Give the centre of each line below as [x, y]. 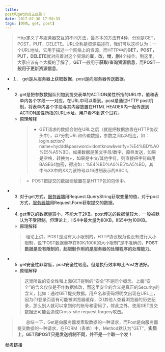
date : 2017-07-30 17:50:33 [33, 19]
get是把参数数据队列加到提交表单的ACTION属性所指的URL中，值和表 [89, 95]
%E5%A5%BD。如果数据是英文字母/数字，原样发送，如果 [97, 152]
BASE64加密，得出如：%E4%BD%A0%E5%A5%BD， [94, 164]
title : [12, 10]
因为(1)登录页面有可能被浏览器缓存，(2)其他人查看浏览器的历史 [88, 300]
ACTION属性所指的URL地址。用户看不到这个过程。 [71, 113]
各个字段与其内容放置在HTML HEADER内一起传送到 [97, 107]
